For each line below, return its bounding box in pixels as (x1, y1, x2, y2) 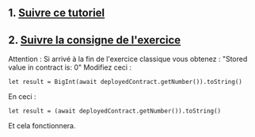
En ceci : (8, 92, 37, 101)
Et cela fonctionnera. (8, 121, 76, 131)
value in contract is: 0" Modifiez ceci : (8, 63, 132, 72)
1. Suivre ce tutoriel (8, 6, 105, 20)
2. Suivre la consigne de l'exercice (8, 33, 181, 47)
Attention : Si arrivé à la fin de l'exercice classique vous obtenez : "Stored (8, 55, 248, 64)
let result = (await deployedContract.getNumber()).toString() (8, 107, 222, 116)
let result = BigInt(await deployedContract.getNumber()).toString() (8, 78, 243, 86)
